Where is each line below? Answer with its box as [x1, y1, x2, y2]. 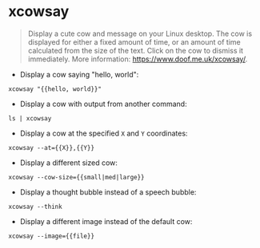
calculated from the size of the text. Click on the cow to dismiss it [27, 45, 244, 55]
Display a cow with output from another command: [19, 99, 187, 108]
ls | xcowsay [8, 114, 52, 122]
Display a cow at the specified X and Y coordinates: [19, 128, 188, 138]
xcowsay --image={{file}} [8, 232, 94, 240]
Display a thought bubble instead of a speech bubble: [19, 187, 197, 197]
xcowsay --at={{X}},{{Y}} [8, 144, 94, 152]
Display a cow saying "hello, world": [19, 69, 139, 79]
